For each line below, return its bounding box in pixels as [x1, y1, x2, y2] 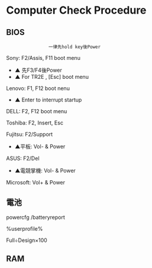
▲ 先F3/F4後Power [14, 66, 62, 74]
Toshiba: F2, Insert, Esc [6, 119, 64, 126]
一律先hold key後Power [48, 44, 101, 50]
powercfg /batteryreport [6, 213, 65, 221]
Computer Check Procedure [6, 4, 147, 17]
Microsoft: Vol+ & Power [6, 179, 66, 186]
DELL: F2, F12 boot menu [6, 108, 67, 114]
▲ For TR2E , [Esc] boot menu [14, 74, 89, 80]
